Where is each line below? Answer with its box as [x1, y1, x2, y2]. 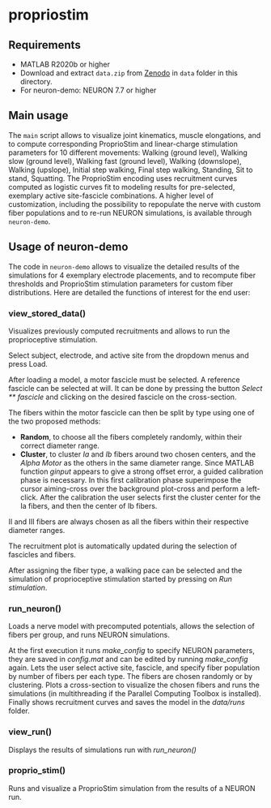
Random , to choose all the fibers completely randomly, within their [19, 432, 243, 441]
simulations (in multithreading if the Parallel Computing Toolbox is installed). [8, 689, 261, 698]
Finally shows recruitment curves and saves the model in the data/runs [8, 698, 245, 707]
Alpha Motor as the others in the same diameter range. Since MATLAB [19, 458, 255, 467]
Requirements [8, 38, 81, 52]
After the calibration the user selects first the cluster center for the [40, 492, 261, 502]
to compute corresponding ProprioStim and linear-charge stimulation [8, 139, 239, 148]
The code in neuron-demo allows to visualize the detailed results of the [8, 261, 240, 271]
